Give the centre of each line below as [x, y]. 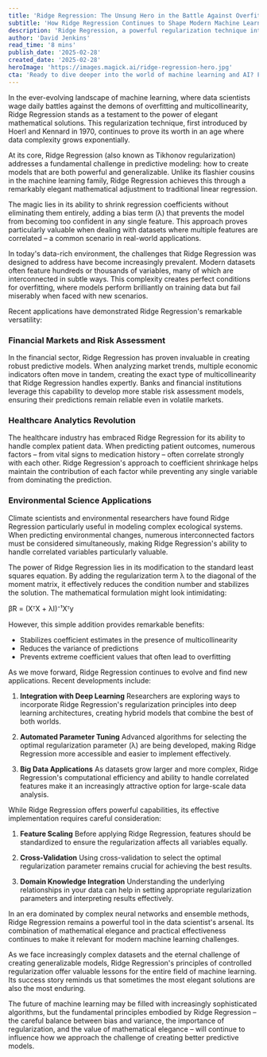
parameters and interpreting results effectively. [97, 898]
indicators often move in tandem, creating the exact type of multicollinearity [132, 374]
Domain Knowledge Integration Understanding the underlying [122, 881]
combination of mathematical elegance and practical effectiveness [117, 931]
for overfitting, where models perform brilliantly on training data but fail [124, 287]
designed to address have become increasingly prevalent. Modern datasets [132, 262]
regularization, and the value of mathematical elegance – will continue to [127, 1029]
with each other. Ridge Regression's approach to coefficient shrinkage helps [133, 463]
